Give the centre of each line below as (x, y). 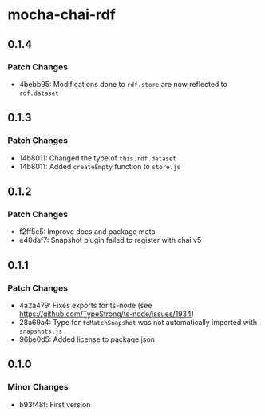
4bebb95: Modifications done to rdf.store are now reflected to (123, 84)
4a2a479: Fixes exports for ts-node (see (85, 305)
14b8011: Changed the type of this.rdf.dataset (98, 158)
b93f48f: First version (55, 404)
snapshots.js (41, 331)
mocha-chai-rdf (62, 15)
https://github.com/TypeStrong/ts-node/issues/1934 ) (107, 314)
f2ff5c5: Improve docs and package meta (87, 232)
